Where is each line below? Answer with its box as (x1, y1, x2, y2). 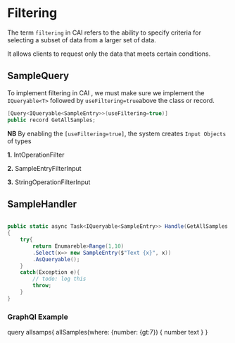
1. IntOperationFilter (7, 150, 65, 159)
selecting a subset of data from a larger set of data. (7, 35, 156, 44)
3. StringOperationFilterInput (7, 178, 91, 186)
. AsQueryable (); (32, 255, 80, 263)
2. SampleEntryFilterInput (7, 164, 82, 172)
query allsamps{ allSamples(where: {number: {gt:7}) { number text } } (7, 328, 208, 337)
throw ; (32, 282, 52, 289)
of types (7, 136, 32, 145)
